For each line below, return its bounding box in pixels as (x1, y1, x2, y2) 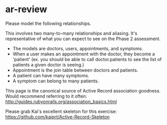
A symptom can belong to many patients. (12, 78, 99, 84)
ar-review (5, 4, 47, 15)
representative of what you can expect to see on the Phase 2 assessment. (5, 36, 161, 42)
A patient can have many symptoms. (12, 72, 90, 78)
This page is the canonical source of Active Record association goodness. (5, 87, 161, 93)
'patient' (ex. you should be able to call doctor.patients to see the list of (12, 56, 162, 62)
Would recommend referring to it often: (5, 93, 88, 99)
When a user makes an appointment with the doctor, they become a (12, 51, 155, 57)
